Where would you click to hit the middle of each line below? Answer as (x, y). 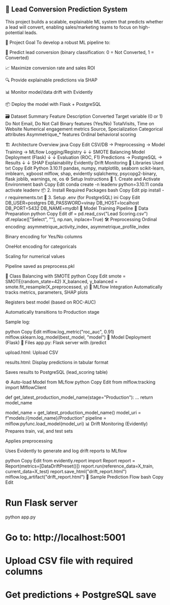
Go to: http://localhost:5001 (65, 537)
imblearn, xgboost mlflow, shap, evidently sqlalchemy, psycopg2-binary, (81, 173)
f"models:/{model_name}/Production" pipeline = (56, 418)
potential (15, 32)
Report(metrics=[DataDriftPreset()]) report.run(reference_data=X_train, (80, 466)
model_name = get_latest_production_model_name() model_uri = (73, 413)
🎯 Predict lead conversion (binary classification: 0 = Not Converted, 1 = (80, 52)
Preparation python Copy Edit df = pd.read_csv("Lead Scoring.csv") (77, 213)
